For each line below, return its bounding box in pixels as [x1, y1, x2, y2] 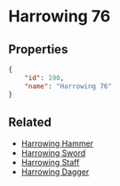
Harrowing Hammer [20, 138, 94, 149]
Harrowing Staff [20, 158, 80, 168]
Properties [8, 42, 68, 57]
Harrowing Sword [20, 148, 86, 158]
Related [8, 114, 52, 130]
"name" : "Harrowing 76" [24, 82, 113, 91]
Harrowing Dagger [20, 166, 90, 177]
